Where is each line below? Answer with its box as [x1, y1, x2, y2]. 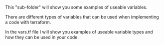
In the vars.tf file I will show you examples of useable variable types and [5, 29, 153, 34]
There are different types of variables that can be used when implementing [5, 14, 160, 19]
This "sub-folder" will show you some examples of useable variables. [5, 4, 148, 10]
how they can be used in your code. [5, 34, 79, 40]
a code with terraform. [5, 19, 51, 25]
